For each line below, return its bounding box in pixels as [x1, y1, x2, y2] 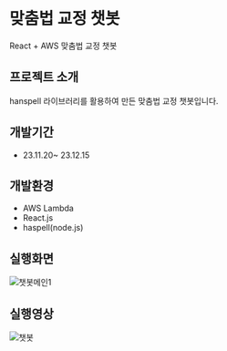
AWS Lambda [22, 202, 75, 214]
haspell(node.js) [22, 222, 84, 233]
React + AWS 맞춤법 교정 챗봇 [9, 40, 118, 51]
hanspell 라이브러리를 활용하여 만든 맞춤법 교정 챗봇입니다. [9, 95, 219, 106]
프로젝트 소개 [9, 69, 79, 85]
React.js [22, 212, 54, 223]
